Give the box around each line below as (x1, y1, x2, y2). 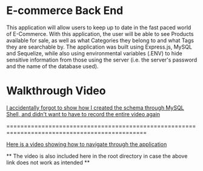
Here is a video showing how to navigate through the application (6, 141, 167, 148)
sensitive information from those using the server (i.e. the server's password (6, 56, 198, 63)
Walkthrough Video (6, 84, 106, 98)
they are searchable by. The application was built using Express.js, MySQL (6, 43, 193, 51)
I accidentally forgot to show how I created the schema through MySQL (6, 104, 185, 111)
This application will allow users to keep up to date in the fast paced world (6, 24, 191, 31)
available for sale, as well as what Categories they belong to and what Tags (6, 37, 194, 44)
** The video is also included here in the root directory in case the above (6, 152, 188, 159)
